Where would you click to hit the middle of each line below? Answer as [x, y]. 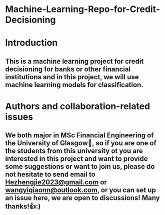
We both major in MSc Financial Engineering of [79, 136]
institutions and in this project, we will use [72, 77]
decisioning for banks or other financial [68, 69]
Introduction [31, 43]
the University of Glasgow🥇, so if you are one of [81, 143]
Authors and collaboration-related [78, 106]
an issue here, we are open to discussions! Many [82, 198]
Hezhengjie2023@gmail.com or [56, 182]
